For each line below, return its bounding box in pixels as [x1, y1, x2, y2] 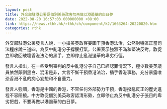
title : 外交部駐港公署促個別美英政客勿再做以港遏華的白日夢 [5, 12, 113, 17]
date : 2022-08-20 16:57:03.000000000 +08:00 [5, 16, 99, 21]
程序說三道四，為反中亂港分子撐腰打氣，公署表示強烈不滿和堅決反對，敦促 [9, 46, 162, 52]
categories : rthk [5, 26, 41, 31]
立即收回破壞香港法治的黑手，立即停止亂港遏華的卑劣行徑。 [5, 53, 127, 59]
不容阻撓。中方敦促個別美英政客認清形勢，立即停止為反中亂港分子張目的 [9, 93, 158, 99]
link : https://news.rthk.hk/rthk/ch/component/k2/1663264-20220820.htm [5, 21, 157, 26]
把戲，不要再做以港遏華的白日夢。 [9, 99, 80, 105]
